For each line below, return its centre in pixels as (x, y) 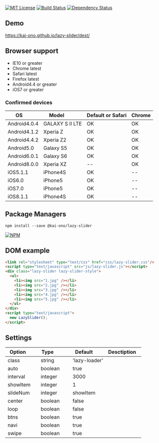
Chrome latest (27, 68)
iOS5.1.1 (18, 172)
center (15, 401)
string (47, 360)
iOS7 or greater (28, 89)
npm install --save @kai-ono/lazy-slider (49, 226)
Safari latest (25, 74)
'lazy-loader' (88, 360)
